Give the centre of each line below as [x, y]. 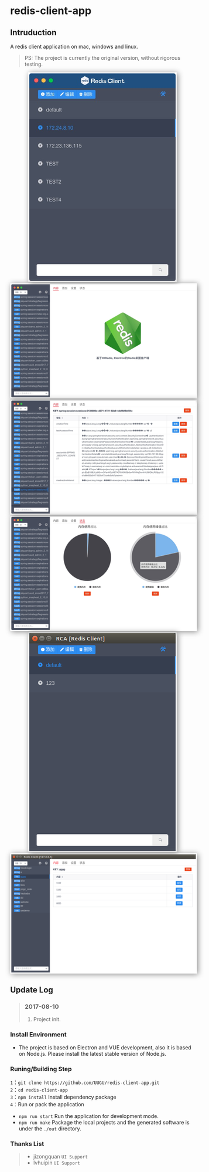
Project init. [47, 1019]
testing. [34, 64]
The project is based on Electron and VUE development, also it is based [105, 1047]
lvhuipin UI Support [56, 1163]
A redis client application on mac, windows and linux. [74, 46]
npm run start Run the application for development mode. [89, 1116]
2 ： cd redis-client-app [39, 1090]
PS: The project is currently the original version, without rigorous [102, 58]
